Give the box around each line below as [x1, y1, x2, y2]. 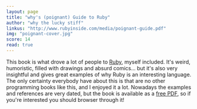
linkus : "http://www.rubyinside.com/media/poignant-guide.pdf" [6, 25, 167, 32]
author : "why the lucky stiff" [6, 20, 84, 26]
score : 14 [6, 36, 31, 42]
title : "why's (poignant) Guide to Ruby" [6, 14, 111, 20]
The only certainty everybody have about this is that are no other [6, 77, 165, 84]
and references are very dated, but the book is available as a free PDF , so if [6, 90, 191, 97]
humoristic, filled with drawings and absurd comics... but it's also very [6, 64, 178, 71]
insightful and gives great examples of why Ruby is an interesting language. [6, 71, 192, 78]
